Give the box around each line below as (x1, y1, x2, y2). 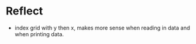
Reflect (6, 4, 43, 18)
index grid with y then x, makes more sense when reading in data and (14, 24, 190, 31)
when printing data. (14, 30, 64, 37)
